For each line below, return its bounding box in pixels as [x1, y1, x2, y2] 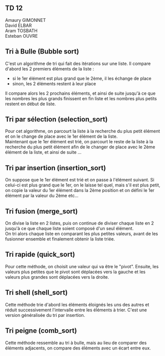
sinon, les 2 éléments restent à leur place [12, 80, 96, 86]
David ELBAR [5, 22, 32, 28]
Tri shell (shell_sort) [5, 289, 68, 297]
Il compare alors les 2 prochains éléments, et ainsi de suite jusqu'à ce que [5, 90, 156, 96]
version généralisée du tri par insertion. [5, 312, 85, 318]
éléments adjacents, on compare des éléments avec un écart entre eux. [5, 345, 151, 351]
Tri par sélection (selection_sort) [5, 115, 108, 123]
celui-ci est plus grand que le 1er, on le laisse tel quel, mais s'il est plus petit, [5, 182, 161, 188]
